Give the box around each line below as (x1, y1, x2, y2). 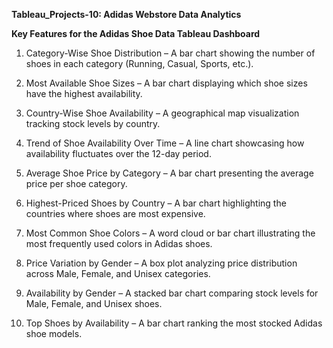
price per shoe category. (25, 178, 128, 189)
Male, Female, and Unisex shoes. (25, 298, 163, 309)
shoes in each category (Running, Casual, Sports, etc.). (25, 58, 254, 69)
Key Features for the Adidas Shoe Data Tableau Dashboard (11, 28, 261, 39)
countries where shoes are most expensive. (25, 208, 206, 219)
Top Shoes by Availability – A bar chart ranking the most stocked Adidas (25, 317, 323, 329)
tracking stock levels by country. (25, 118, 161, 129)
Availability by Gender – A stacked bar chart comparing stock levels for (25, 287, 319, 299)
